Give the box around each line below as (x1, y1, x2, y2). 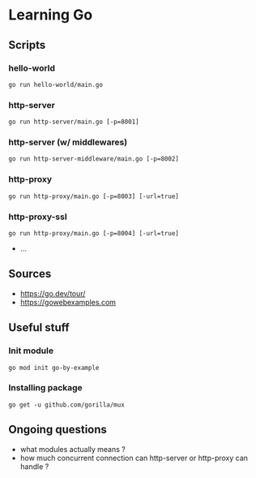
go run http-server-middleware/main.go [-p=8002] (8, 155, 180, 163)
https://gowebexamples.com (19, 297, 116, 307)
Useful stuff (8, 321, 70, 334)
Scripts (8, 38, 46, 52)
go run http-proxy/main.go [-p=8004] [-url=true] (8, 230, 180, 238)
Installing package (8, 382, 83, 394)
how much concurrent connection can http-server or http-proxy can (19, 453, 249, 463)
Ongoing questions (8, 423, 108, 437)
